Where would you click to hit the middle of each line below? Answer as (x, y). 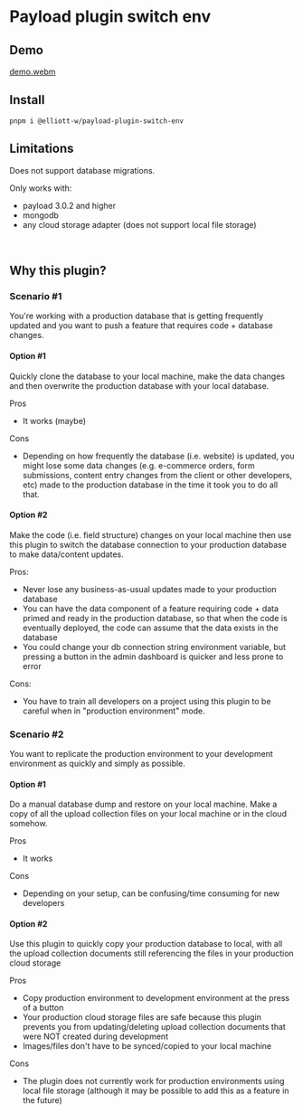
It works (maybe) (54, 420)
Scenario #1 (36, 296)
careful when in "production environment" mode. (114, 711)
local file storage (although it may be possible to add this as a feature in (156, 1090)
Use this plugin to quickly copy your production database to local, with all (146, 944)
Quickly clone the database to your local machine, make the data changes (147, 376)
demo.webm (33, 71)
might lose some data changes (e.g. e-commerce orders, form (138, 465)
